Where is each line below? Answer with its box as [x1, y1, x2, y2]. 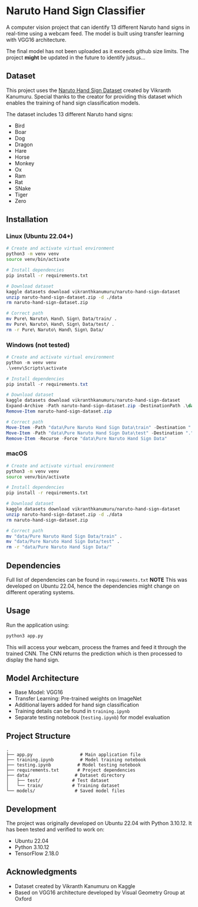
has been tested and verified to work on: [6, 826, 105, 833]
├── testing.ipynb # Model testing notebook [6, 762, 141, 768]
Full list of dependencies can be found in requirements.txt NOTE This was [6, 576, 187, 583]
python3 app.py [6, 633, 44, 638]
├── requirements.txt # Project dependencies [6, 767, 136, 774]
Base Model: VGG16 [14, 689, 63, 696]
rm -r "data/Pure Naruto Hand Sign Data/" [6, 544, 112, 550]
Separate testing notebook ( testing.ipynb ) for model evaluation [14, 714, 170, 721]
